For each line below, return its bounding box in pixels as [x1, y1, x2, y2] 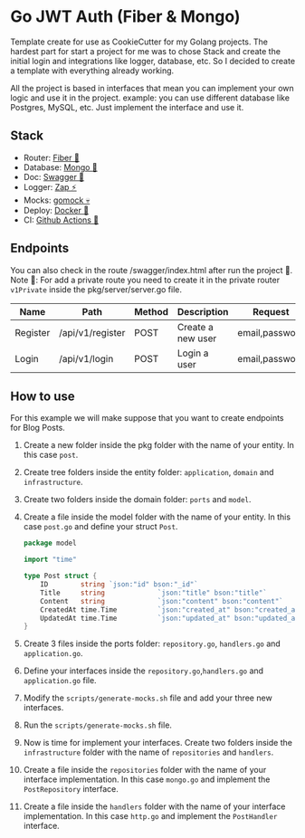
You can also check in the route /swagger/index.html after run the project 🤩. [10, 264, 293, 275]
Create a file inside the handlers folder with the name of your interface [23, 801, 286, 812]
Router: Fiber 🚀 [23, 152, 80, 163]
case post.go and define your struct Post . [23, 521, 178, 532]
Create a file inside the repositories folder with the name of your [23, 765, 267, 776]
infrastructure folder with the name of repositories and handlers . [23, 747, 274, 757]
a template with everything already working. [10, 65, 175, 76]
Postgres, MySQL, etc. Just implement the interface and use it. [10, 101, 244, 112]
